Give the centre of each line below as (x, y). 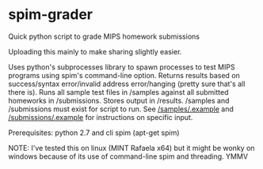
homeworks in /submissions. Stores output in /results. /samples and (119, 100)
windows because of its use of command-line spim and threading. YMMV (128, 156)
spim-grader (51, 15)
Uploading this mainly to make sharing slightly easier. (95, 51)
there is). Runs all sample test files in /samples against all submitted (118, 92)
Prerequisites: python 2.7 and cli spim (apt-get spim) (94, 133)
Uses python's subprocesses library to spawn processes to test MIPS (122, 67)
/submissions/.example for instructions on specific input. (101, 117)
